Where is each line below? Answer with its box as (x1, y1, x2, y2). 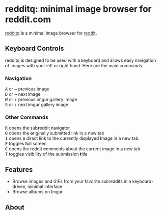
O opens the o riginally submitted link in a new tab (5, 130, 105, 136)
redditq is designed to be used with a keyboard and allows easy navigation (5, 57, 156, 63)
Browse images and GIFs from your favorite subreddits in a (12, 178, 132, 185)
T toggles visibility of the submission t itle (5, 151, 88, 157)
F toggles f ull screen (5, 141, 47, 147)
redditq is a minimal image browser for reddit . (5, 30, 97, 36)
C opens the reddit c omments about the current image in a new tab (5, 146, 141, 152)
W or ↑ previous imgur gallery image (5, 97, 77, 103)
